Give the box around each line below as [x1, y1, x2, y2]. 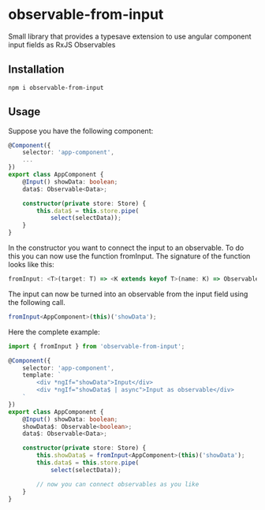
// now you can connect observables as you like [36, 480, 200, 488]
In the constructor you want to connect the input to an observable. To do [8, 243, 244, 253]
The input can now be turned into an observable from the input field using [8, 289, 248, 299]
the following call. [8, 297, 65, 307]
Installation [8, 63, 65, 76]
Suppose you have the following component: [8, 126, 154, 136]
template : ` [22, 371, 62, 379]
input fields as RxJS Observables [8, 39, 116, 49]
